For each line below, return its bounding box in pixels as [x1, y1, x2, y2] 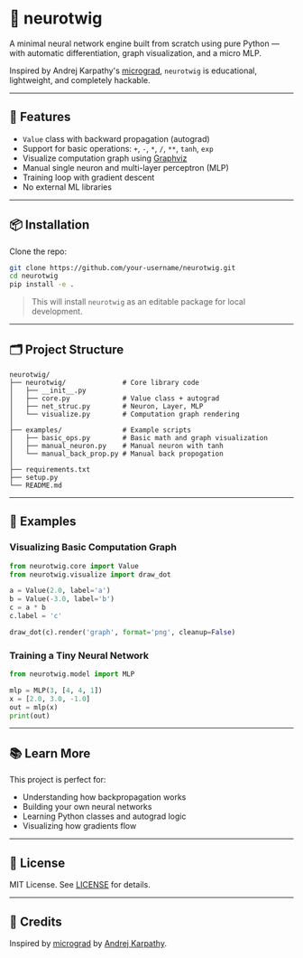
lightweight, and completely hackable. [9, 74, 151, 85]
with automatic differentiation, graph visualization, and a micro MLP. [9, 47, 262, 58]
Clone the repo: [9, 246, 68, 257]
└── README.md [9, 481, 63, 490]
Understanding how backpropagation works [22, 792, 187, 803]
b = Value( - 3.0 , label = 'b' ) [9, 595, 115, 604]
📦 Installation [9, 217, 90, 233]
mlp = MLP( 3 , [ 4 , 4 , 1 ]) [9, 686, 103, 695]
